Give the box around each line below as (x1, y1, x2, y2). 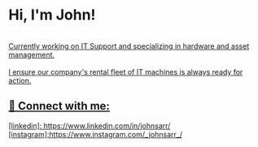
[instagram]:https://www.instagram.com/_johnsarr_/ (8, 129, 183, 139)
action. (8, 76, 32, 85)
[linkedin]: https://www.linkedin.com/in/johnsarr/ (8, 120, 171, 131)
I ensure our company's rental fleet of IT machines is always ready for (8, 67, 243, 76)
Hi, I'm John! (8, 6, 96, 24)
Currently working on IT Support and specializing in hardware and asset (8, 41, 250, 50)
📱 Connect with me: (8, 99, 110, 113)
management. (8, 50, 55, 59)
